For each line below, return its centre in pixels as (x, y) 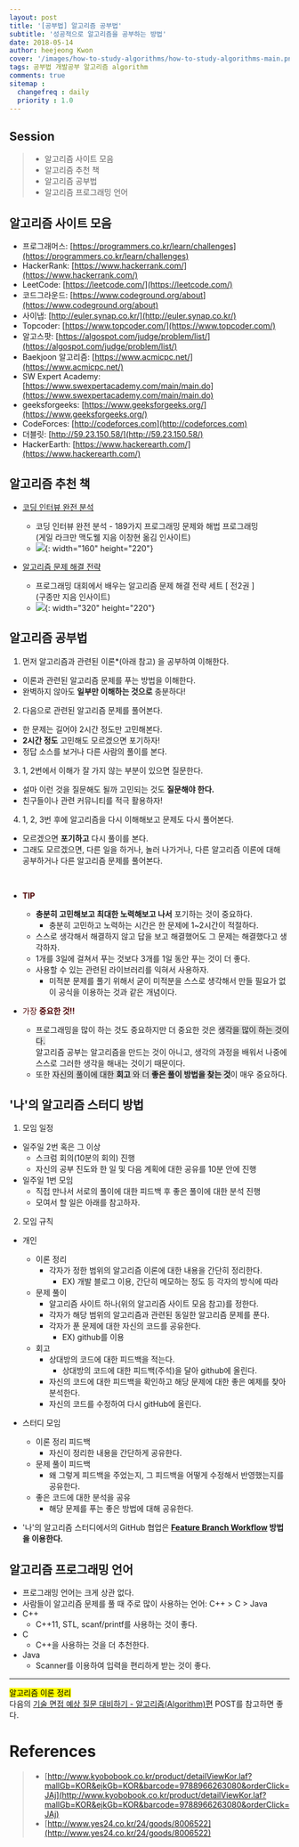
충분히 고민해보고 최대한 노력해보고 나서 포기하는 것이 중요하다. (144, 914)
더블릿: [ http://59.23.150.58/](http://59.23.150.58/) (113, 434)
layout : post (33, 17)
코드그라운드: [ (48, 295)
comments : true (37, 76)
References (53, 1752)
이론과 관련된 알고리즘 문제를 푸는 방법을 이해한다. (109, 680)
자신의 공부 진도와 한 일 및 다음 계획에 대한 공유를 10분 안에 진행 (146, 1169)
